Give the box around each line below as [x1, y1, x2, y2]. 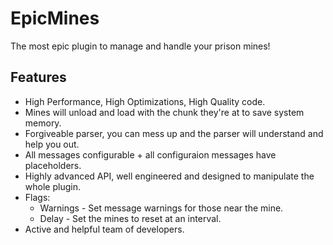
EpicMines [10, 7, 100, 30]
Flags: [24, 191, 51, 203]
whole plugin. [24, 180, 81, 192]
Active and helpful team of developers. [24, 223, 185, 235]
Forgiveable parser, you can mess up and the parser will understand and [24, 127, 324, 139]
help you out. [24, 138, 80, 150]
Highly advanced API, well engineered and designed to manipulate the [24, 170, 315, 182]
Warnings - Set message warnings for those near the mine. [39, 202, 284, 214]
